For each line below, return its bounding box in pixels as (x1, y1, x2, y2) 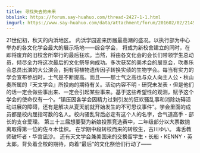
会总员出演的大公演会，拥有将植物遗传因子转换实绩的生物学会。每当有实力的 (6, 66, 194, 74)
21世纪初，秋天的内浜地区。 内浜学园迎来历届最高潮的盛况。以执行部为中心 (6, 37, 190, 44)
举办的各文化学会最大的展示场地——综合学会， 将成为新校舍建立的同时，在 (6, 44, 190, 51)
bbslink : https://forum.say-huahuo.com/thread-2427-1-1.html (6, 14, 161, 20)
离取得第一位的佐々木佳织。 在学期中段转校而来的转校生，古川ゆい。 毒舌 (6, 126, 186, 133)
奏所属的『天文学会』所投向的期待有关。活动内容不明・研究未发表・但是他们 (6, 81, 194, 88)
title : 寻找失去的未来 (6, 8, 57, 15)
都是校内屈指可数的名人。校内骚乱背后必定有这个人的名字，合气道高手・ (11, 111, 189, 118)
